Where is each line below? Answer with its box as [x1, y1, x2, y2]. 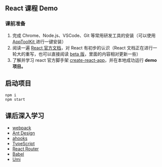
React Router [12, 146, 39, 152]
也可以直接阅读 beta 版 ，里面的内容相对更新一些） [38, 51, 141, 57]
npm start [5, 97, 26, 102]
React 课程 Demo [5, 4, 58, 13]
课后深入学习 [5, 111, 44, 120]
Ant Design [12, 130, 36, 136]
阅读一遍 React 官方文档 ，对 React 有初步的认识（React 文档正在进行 [12, 44, 153, 50]
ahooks [12, 135, 28, 141]
